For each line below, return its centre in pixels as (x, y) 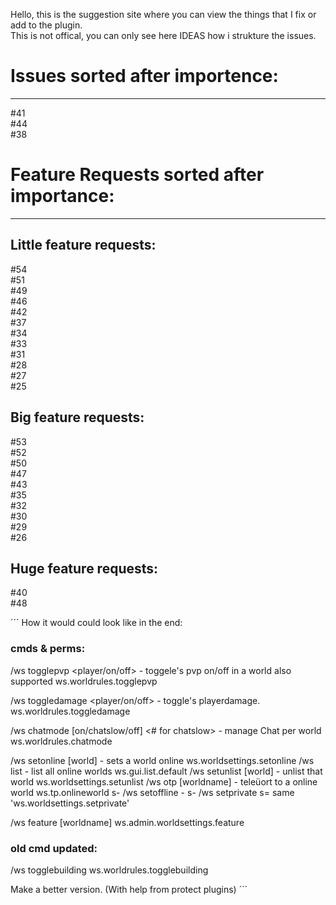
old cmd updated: (54, 848)
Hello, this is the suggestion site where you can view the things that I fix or (163, 14)
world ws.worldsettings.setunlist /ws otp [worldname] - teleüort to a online (164, 781)
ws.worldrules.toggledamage (70, 711)
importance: (62, 196)
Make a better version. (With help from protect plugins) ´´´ (129, 889)
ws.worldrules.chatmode (61, 741)
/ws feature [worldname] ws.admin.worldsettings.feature (127, 822)
